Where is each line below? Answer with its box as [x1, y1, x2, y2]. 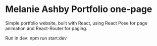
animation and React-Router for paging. [5, 25, 87, 31]
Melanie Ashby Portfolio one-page [5, 3, 152, 15]
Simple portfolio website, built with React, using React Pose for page [5, 20, 148, 26]
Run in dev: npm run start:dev [5, 35, 67, 41]
